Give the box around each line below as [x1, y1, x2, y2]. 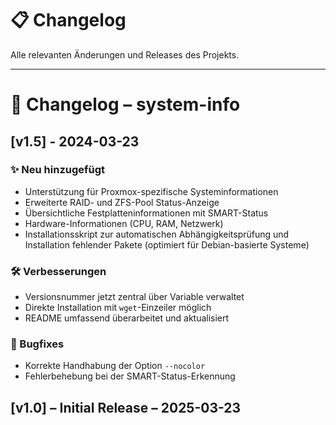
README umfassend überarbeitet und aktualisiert [24, 312, 230, 324]
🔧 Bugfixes [10, 337, 65, 351]
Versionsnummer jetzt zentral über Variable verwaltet [24, 291, 245, 303]
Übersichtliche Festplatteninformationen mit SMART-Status [24, 207, 269, 219]
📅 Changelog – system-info [10, 93, 241, 116]
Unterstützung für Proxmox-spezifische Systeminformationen [24, 185, 279, 197]
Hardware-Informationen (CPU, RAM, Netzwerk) [24, 217, 224, 229]
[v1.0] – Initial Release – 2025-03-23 [10, 399, 242, 416]
